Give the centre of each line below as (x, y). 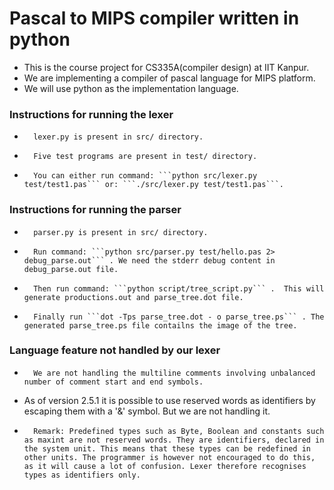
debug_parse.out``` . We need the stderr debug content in (149, 260)
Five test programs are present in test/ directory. (145, 157)
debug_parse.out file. (71, 269)
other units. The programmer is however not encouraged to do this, (169, 457)
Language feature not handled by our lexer (115, 350)
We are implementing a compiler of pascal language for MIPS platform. (169, 78)
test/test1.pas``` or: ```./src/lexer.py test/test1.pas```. (154, 185)
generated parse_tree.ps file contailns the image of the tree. (160, 325)
